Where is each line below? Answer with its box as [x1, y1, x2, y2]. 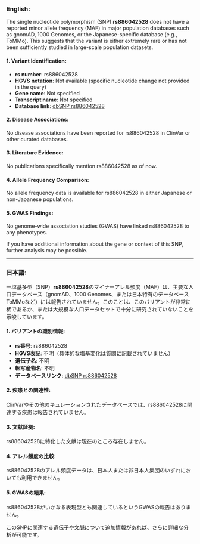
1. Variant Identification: [6, 57, 67, 64]
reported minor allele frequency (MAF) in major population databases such [6, 24, 189, 32]
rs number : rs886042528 [14, 70, 79, 78]
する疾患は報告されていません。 [11, 409, 90, 416]
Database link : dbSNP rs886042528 [14, 102, 105, 109]
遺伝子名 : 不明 [14, 357, 49, 364]
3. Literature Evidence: [6, 149, 64, 156]
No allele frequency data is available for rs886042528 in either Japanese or [6, 190, 192, 197]
